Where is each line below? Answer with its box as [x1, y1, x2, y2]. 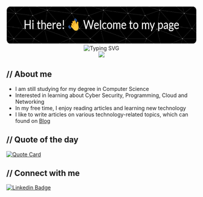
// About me [6, 69, 53, 80]
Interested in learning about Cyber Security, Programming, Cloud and [14, 92, 188, 99]
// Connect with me [6, 168, 80, 178]
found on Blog [14, 117, 51, 124]
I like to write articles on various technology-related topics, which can [14, 111, 188, 118]
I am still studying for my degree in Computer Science [14, 85, 149, 92]
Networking [14, 98, 45, 105]
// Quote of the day [6, 135, 79, 145]
